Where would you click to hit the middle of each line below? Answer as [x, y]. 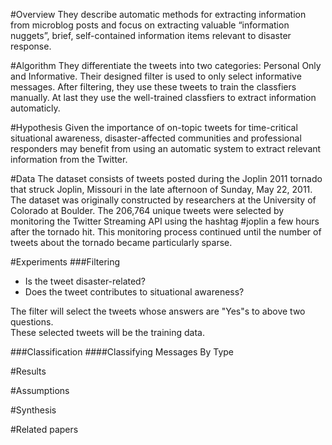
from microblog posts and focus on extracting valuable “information [150, 25]
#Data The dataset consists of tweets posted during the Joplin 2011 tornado [166, 178]
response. [31, 46]
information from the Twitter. [69, 159]
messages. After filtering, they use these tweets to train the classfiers [153, 87]
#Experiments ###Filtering [65, 262]
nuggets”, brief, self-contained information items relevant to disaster [151, 35]
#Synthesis [33, 410]
